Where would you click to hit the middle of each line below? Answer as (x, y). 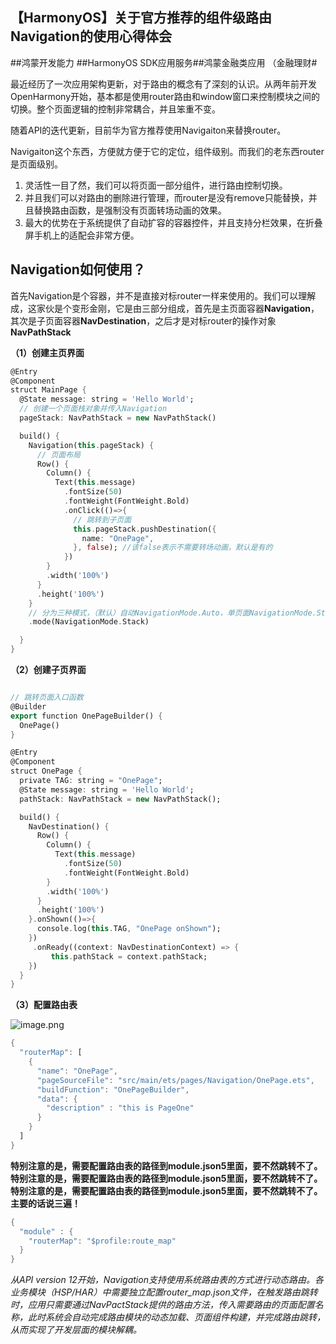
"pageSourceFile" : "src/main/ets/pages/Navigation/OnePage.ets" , (175, 1080)
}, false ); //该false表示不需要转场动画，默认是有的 (173, 548)
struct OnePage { (46, 771)
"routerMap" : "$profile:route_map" (102, 1241)
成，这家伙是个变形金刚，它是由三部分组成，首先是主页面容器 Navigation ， (165, 308)
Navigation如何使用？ (78, 269)
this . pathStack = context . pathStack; (129, 956)
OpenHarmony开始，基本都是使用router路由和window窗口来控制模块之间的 (165, 96)
